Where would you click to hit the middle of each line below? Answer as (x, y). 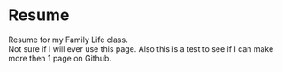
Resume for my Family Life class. (69, 40)
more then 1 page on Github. (60, 58)
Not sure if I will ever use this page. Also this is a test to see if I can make (141, 48)
